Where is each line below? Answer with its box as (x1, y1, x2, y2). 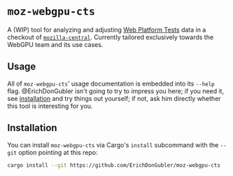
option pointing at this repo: (18, 148, 98, 156)
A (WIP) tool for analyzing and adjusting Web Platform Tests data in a (7, 25, 206, 34)
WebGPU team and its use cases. (7, 40, 104, 48)
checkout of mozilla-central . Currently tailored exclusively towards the (7, 33, 214, 41)
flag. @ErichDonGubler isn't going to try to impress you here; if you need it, (7, 86, 225, 95)
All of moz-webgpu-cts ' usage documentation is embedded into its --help (7, 79, 215, 88)
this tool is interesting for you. (7, 102, 93, 110)
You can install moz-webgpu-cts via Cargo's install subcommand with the (7, 140, 219, 149)
